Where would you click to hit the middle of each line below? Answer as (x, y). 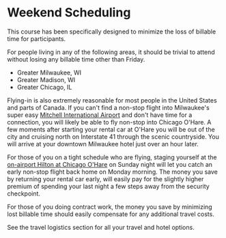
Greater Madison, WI (46, 79)
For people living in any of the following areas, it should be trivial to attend (111, 52)
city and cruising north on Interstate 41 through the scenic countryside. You (113, 136)
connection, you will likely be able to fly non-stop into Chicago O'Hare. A (109, 122)
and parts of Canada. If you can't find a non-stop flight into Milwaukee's (108, 107)
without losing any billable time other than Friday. (76, 59)
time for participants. (37, 38)
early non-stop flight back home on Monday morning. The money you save (113, 172)
